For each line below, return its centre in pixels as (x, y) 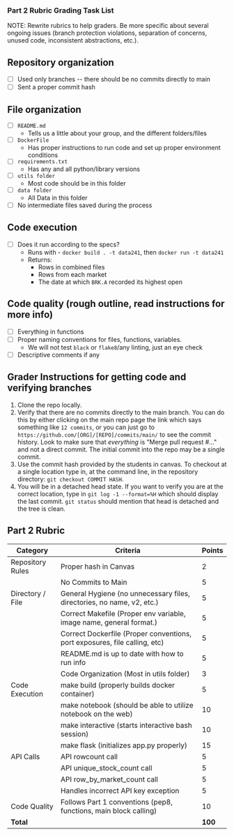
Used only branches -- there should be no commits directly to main (114, 80)
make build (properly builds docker (118, 685)
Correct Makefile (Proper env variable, (123, 613)
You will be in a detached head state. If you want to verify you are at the (120, 486)
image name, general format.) (109, 622)
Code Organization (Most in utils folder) (125, 673)
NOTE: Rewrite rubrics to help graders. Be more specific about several (108, 26)
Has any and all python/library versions (84, 169)
